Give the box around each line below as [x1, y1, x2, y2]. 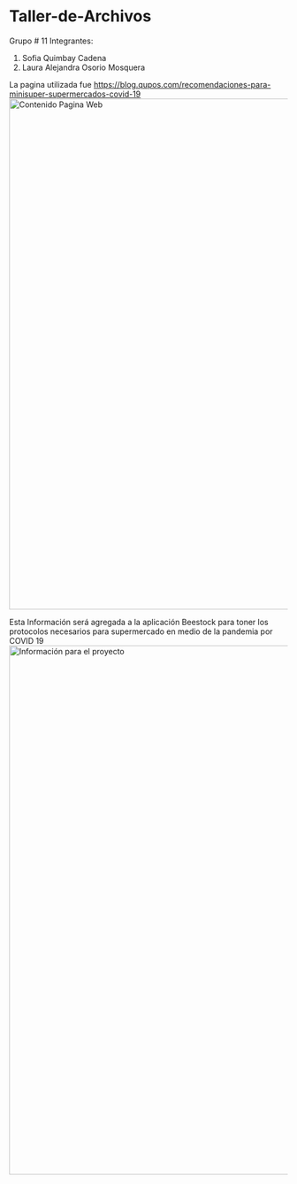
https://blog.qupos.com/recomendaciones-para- [93, 79, 271, 89]
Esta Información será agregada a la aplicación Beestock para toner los [9, 616, 269, 627]
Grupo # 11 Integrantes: [9, 35, 94, 46]
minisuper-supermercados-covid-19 [9, 89, 141, 99]
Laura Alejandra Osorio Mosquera [21, 62, 146, 73]
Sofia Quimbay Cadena [21, 52, 107, 63]
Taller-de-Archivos [9, 6, 152, 27]
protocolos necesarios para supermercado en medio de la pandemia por [9, 626, 273, 637]
